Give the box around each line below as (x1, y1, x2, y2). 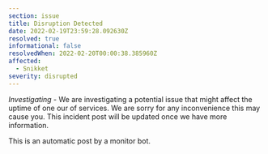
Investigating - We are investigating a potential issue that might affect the (8, 94, 253, 104)
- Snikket (15, 65, 49, 73)
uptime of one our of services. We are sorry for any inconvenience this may (8, 103, 261, 113)
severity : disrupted (8, 72, 79, 80)
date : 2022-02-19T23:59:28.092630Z (8, 27, 129, 35)
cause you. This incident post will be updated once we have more (8, 111, 228, 122)
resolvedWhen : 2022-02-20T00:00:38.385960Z (8, 49, 158, 58)
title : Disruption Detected (8, 19, 104, 28)
